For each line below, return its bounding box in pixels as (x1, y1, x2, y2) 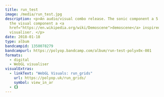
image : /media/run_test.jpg (5, 12, 62, 17)
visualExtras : (5, 67, 34, 72)
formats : (5, 52, 23, 58)
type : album (5, 39, 29, 44)
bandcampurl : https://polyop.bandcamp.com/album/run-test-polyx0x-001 (5, 48, 152, 53)
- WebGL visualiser (9, 62, 49, 67)
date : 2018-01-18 (5, 35, 41, 40)
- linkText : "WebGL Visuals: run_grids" (9, 71, 93, 76)
